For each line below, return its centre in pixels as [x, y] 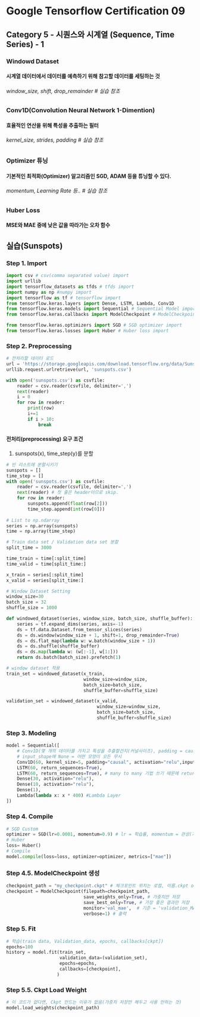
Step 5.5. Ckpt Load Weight [47, 990]
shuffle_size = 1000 [32, 608]
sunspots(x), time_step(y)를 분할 [54, 453]
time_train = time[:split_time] [46, 559]
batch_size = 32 [26, 602]
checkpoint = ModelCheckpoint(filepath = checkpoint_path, [78, 892]
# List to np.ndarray [33, 520]
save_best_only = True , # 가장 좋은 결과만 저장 [136, 902]
